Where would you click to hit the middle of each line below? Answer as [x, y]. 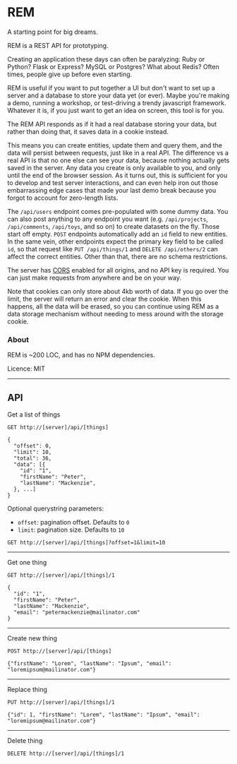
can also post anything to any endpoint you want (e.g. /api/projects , [108, 219]
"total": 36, [33, 459]
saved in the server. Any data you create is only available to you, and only [114, 167]
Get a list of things [34, 414]
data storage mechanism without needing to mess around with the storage [115, 314]
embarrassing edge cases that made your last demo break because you [112, 190]
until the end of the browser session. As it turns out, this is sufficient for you [117, 175]
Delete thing [25, 741]
